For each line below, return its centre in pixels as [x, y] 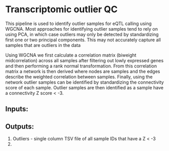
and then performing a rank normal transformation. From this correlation [81, 66]
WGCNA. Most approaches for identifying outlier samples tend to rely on [82, 29]
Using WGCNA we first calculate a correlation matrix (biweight [71, 55]
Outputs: [20, 126]
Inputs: [17, 109]
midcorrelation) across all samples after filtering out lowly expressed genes [84, 60]
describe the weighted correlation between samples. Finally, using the [79, 77]
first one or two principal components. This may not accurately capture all [83, 40]
